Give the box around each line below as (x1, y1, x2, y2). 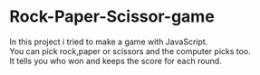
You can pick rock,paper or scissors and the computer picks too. (9, 45, 251, 56)
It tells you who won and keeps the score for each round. (9, 55, 222, 66)
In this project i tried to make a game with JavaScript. (9, 36, 208, 47)
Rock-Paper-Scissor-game (9, 6, 215, 27)
